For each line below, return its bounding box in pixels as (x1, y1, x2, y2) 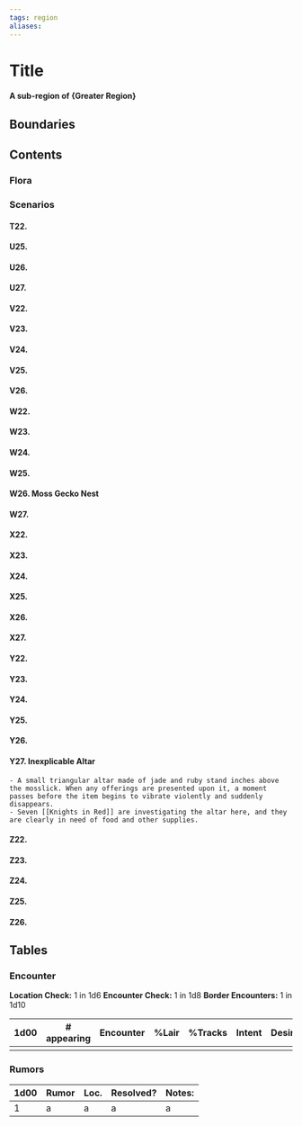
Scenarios (9, 198, 56, 211)
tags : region (9, 13, 58, 23)
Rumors (9, 1063, 45, 1076)
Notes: (165, 1086, 195, 1099)
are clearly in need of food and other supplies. (9, 815, 200, 824)
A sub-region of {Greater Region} (9, 91, 137, 102)
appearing (46, 1032, 92, 1045)
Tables (9, 942, 48, 958)
